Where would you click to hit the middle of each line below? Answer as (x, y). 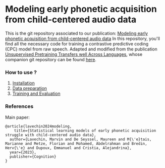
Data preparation (29, 88)
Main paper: (17, 117)
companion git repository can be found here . (51, 59)
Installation (24, 83)
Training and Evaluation (36, 94)
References (19, 106)
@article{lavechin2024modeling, (38, 126)
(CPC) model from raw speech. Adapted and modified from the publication (81, 49)
